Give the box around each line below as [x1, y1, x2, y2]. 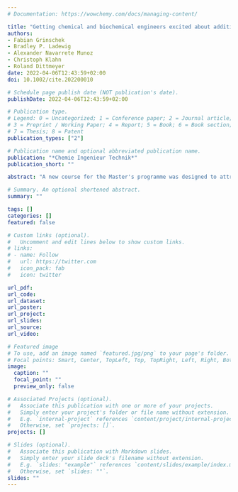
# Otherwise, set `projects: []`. [7, 422, 115, 430]
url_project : [7, 310, 46, 318]
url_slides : [7, 317, 42, 324]
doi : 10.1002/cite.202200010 [7, 76, 93, 83]
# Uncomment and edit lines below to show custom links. [7, 239, 186, 246]
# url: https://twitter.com [7, 258, 97, 266]
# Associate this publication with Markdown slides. [7, 448, 173, 455]
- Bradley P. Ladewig [7, 43, 72, 50]
